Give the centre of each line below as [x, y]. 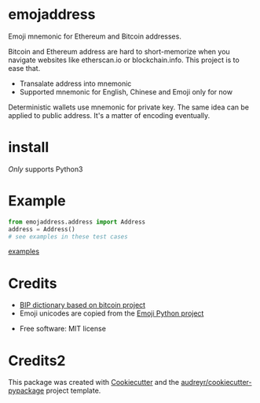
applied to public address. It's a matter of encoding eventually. [109, 115]
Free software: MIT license [62, 329]
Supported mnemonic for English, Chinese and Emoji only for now [126, 91]
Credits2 [37, 360]
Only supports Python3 [46, 169]
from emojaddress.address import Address [77, 222]
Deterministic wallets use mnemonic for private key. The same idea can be [129, 107]
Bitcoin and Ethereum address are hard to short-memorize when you [119, 51]
